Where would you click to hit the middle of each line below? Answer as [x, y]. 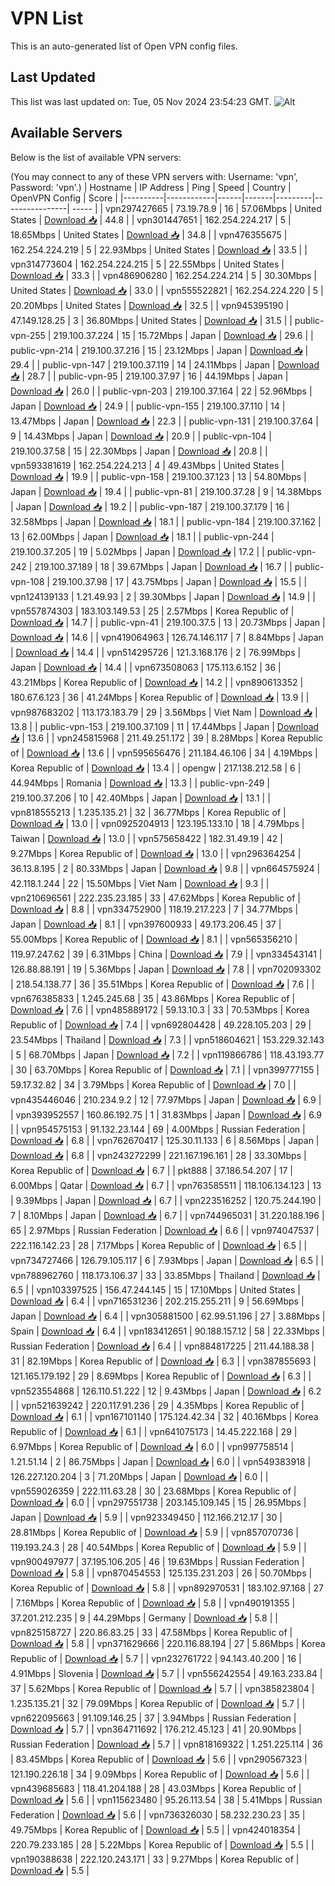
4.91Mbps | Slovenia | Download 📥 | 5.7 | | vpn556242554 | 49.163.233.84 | [166, 1673]
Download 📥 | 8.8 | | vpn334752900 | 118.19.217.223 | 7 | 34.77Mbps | [154, 909]
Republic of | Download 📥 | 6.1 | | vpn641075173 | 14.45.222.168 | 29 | [154, 1431]
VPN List [47, 18]
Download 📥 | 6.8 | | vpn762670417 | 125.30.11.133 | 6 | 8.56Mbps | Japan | [165, 1140]
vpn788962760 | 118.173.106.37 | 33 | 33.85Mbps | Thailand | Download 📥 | [165, 1275]
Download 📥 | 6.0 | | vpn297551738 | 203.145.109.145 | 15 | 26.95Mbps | [158, 1502]
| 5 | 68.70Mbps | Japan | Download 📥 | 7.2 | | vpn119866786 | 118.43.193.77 [167, 1054]
